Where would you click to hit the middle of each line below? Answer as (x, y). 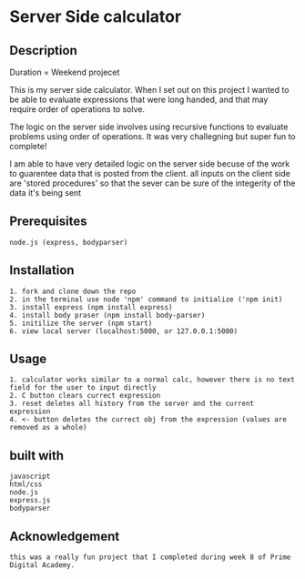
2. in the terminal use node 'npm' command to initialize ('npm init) (146, 299)
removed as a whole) (49, 428)
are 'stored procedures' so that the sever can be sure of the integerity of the (152, 183)
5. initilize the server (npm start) (81, 323)
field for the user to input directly (83, 388)
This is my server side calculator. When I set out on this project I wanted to (149, 90)
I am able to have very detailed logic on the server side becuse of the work (150, 164)
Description (43, 51)
